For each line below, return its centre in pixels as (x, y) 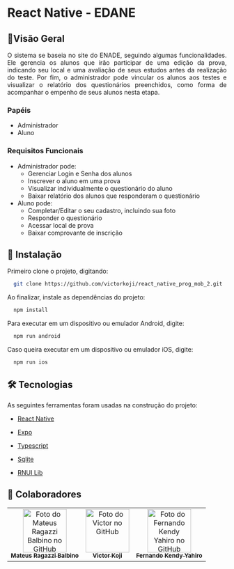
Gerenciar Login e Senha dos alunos (80, 173)
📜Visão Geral (36, 39)
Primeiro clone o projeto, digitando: (58, 271)
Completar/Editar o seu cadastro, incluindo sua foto (102, 210)
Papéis (19, 110)
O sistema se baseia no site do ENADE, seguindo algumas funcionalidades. (117, 55)
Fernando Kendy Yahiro (169, 556)
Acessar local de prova (61, 225)
